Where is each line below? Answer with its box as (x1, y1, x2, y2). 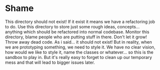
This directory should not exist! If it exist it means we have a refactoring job (5, 19, 155, 24)
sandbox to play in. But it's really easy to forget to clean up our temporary (5, 54, 152, 60)
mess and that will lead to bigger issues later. (5, 59, 96, 65)
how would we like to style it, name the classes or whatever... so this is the (5, 49, 154, 55)
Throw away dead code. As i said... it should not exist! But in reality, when (5, 39, 152, 45)
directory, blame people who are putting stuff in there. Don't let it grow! (5, 34, 147, 40)
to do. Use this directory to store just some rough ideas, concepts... (5, 23, 140, 29)
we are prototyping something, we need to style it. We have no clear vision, (5, 44, 156, 50)
